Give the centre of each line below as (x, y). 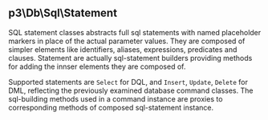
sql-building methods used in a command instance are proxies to (116, 98)
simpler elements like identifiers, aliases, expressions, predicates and (123, 49)
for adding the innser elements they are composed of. (97, 66)
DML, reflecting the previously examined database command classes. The (131, 90)
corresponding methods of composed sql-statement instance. (111, 107)
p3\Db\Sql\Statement (63, 13)
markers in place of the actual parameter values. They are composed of (127, 41)
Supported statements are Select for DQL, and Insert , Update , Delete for (128, 82)
